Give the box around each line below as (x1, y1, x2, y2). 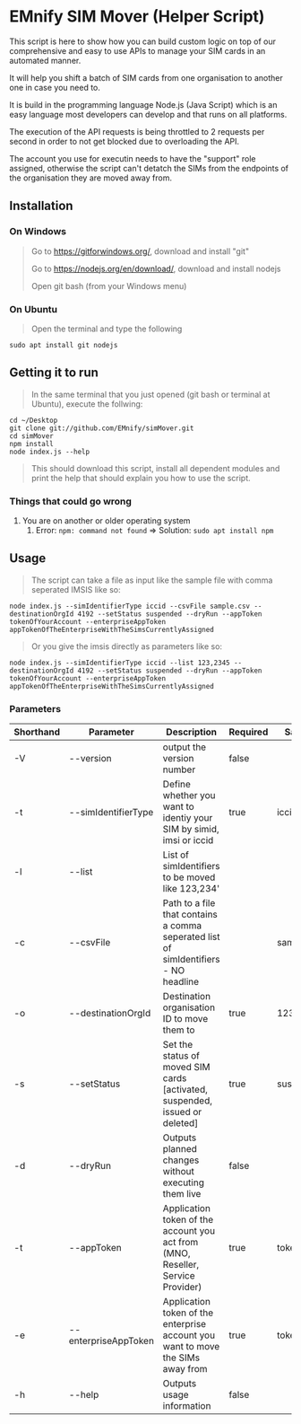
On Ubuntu (9, 303, 58, 315)
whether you (162, 789, 217, 802)
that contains (162, 909, 218, 921)
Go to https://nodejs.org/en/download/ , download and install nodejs (30, 263, 281, 274)
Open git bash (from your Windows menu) (30, 280, 187, 291)
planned (162, 1143, 197, 1156)
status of (162, 1050, 200, 1062)
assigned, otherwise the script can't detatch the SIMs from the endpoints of (9, 163, 289, 173)
